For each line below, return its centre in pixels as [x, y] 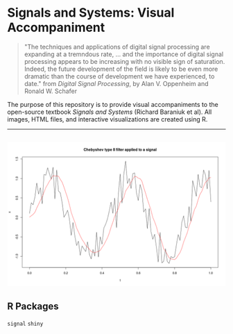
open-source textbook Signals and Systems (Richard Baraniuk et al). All [110, 112]
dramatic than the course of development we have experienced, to [119, 76]
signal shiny [25, 324]
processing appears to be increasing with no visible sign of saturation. [124, 61]
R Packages [33, 307]
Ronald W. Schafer [51, 91]
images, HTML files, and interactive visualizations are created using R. [107, 119]
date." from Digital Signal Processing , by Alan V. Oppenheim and [116, 83]
